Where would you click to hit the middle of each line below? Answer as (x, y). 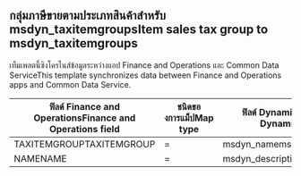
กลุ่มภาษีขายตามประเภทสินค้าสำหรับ (88, 16)
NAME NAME (40, 158)
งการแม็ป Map (189, 118)
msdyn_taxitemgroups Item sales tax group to (139, 30)
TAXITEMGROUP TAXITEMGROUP (85, 144)
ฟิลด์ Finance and (85, 106)
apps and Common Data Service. (70, 84)
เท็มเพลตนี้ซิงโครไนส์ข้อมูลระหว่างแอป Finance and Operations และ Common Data (144, 65)
